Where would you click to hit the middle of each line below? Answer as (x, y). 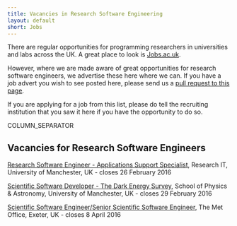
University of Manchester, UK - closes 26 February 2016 (89, 172)
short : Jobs (25, 27)
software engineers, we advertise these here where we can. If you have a (114, 76)
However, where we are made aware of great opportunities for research (112, 69)
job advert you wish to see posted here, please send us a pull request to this (118, 83)
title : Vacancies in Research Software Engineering (85, 14)
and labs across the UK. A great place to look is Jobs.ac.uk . (94, 54)
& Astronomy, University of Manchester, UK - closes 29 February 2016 (110, 194)
